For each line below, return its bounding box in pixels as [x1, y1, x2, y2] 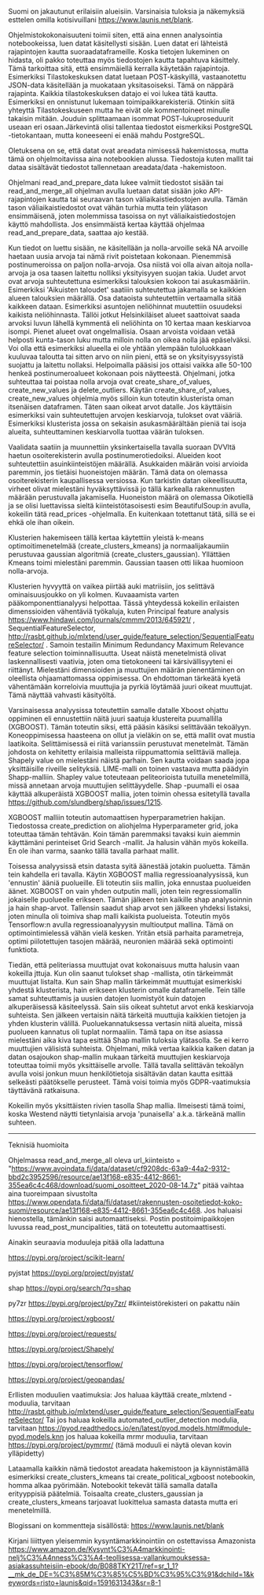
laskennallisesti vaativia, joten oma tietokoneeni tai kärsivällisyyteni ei [8, 657, 233, 666]
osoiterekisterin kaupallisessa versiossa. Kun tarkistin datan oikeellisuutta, [8, 476, 247, 485]
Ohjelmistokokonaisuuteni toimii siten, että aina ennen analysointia [8, 31, 223, 39]
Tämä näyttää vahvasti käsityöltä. [8, 690, 116, 700]
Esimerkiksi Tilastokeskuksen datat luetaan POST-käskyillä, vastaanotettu [8, 72, 247, 81]
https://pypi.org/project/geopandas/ [8, 1375, 125, 1384]
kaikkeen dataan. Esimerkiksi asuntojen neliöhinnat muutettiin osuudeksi [8, 302, 242, 311]
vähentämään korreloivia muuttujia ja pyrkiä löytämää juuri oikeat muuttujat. [8, 682, 253, 691]
